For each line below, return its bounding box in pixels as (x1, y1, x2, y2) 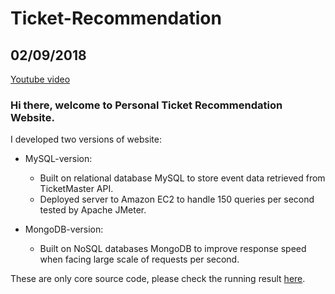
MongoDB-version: (24, 223, 104, 236)
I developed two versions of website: (10, 133, 162, 146)
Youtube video (10, 73, 71, 85)
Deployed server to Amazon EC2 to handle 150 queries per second (39, 193, 315, 206)
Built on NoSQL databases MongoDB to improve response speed (39, 243, 307, 255)
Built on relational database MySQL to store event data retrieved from (39, 172, 326, 184)
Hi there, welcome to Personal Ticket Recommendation (10, 98, 283, 112)
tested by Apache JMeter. (39, 204, 147, 216)
